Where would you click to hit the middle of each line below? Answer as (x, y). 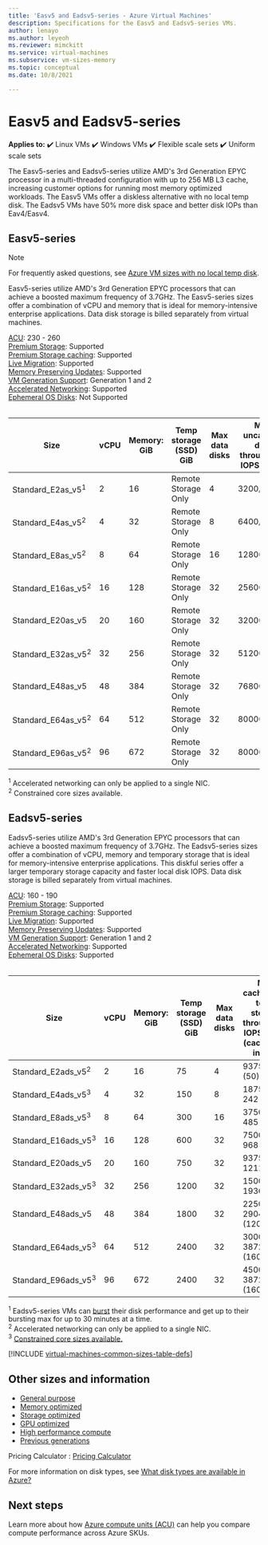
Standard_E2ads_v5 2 (52, 1071)
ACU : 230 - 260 (35, 338)
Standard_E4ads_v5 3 (52, 1094)
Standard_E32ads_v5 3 (54, 1185)
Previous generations (55, 1440)
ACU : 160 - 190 (33, 895)
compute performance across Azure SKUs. (79, 1533)
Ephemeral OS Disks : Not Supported (68, 397)
